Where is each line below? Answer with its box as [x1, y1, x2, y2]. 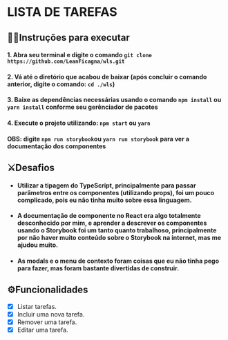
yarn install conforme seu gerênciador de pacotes [7, 103, 158, 111]
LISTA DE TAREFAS [7, 4, 117, 20]
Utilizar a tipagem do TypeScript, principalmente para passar [17, 181, 196, 190]
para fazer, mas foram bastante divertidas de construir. [17, 263, 180, 272]
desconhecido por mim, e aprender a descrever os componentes [17, 219, 207, 228]
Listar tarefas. [17, 302, 57, 310]
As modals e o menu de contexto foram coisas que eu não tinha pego [17, 257, 220, 265]
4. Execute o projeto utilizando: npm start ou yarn [7, 119, 151, 127]
